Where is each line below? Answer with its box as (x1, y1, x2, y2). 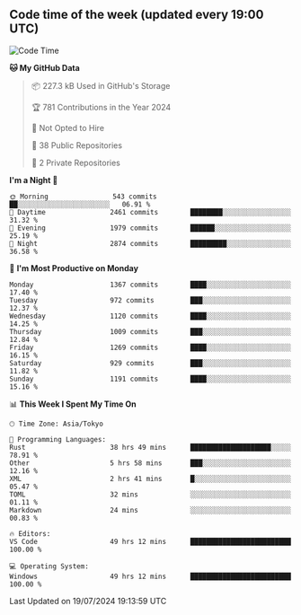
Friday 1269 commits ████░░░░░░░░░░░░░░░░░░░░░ (9, 343, 292, 352)
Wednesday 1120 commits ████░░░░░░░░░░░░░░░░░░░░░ (9, 312, 292, 321)
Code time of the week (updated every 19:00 (9, 7, 264, 22)
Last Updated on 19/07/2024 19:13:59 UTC (9, 595, 167, 606)
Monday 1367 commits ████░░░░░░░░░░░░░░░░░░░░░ (9, 280, 292, 289)
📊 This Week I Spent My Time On (9, 399, 137, 409)
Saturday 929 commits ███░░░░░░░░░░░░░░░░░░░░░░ (9, 358, 292, 367)
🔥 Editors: (9, 529, 51, 538)
